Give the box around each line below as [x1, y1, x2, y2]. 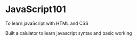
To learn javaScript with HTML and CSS [5, 20, 88, 26]
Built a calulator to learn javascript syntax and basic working [5, 30, 132, 36]
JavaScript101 [5, 4, 66, 15]
